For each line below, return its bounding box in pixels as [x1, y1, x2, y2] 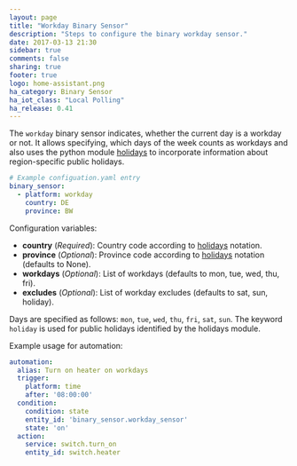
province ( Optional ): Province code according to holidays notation [21, 249, 265, 260]
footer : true [9, 71, 58, 80]
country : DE [25, 198, 69, 207]
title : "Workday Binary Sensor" [9, 21, 129, 30]
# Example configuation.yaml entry [9, 174, 141, 183]
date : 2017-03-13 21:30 [9, 37, 98, 47]
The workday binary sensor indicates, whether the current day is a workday [9, 128, 282, 138]
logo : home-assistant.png [9, 79, 105, 88]
